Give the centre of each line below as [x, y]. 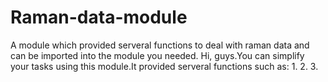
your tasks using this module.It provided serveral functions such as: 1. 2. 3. [164, 66]
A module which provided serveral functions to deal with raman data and [160, 45]
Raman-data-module [99, 17]
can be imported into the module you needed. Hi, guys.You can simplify [157, 55]
